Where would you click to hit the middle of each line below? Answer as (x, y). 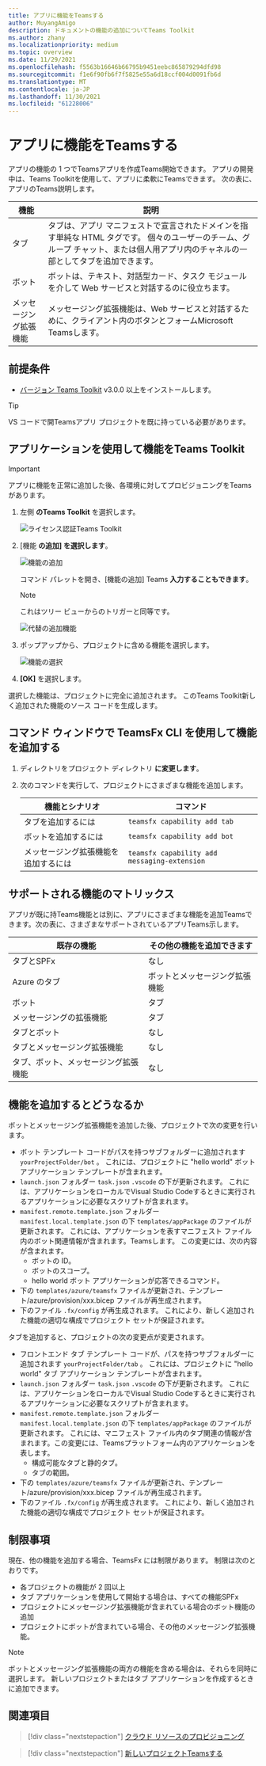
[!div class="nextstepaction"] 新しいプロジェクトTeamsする (125, 1753)
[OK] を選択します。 (52, 679)
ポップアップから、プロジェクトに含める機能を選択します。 (116, 645)
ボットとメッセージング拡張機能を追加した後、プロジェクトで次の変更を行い (133, 1125)
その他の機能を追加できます (201, 946)
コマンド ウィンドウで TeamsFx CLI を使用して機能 (133, 733)
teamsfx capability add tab (180, 821)
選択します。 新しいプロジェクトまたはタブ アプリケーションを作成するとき (131, 1678)
